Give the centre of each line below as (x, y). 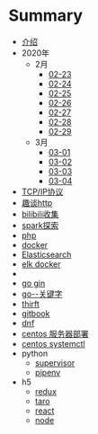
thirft (30, 304)
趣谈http (37, 202)
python (35, 353)
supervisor (55, 363)
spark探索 (40, 225)
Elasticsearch (46, 254)
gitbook (36, 313)
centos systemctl (53, 343)
